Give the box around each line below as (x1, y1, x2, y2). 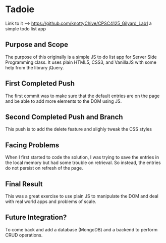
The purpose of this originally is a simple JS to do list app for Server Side (5, 54, 157, 60)
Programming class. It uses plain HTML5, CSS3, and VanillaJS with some (5, 59, 156, 65)
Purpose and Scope (5, 40, 68, 49)
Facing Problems (5, 141, 60, 149)
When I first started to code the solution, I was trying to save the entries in (5, 154, 159, 160)
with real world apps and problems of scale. (5, 198, 97, 205)
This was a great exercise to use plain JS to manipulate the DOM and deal (5, 193, 159, 199)
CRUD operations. (5, 232, 43, 238)
